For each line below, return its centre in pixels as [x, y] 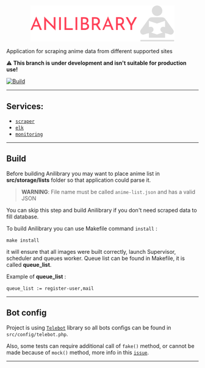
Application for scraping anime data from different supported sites [89, 51]
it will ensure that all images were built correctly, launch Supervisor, [91, 251]
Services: [25, 106]
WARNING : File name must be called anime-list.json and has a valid [108, 192]
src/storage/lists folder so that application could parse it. [79, 180]
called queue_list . [29, 264]
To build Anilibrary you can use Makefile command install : [82, 228]
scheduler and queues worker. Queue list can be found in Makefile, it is [95, 258]
